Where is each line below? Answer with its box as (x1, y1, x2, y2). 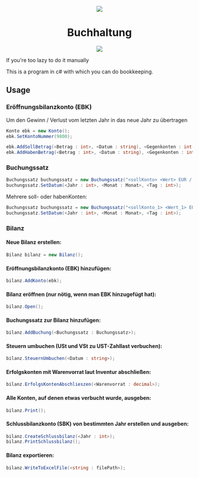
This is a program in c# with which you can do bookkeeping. (6, 68, 153, 75)
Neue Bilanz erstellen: (6, 238, 62, 246)
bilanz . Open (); (6, 304, 44, 310)
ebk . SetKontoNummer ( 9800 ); (6, 133, 73, 139)
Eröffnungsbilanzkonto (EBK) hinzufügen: (6, 265, 111, 272)
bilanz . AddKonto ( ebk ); (6, 278, 62, 284)
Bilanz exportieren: (6, 452, 54, 459)
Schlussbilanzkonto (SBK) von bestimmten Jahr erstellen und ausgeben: (6, 420, 189, 427)
